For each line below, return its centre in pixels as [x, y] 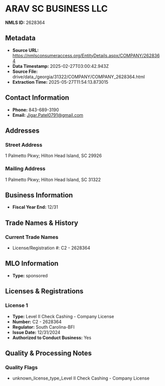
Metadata [20, 38]
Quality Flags [22, 367]
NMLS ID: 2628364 [25, 22]
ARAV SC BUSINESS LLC [56, 9]
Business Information [39, 195]
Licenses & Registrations [44, 291]
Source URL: [25, 50]
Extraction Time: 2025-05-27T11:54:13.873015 [60, 82]
